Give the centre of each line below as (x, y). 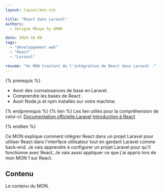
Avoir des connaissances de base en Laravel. (60, 90)
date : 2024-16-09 (24, 38)
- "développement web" (34, 47)
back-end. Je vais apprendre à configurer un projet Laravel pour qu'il (78, 147)
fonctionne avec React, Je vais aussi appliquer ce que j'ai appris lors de (81, 152)
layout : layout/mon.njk (31, 10)
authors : (15, 24)
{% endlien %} (21, 126)
